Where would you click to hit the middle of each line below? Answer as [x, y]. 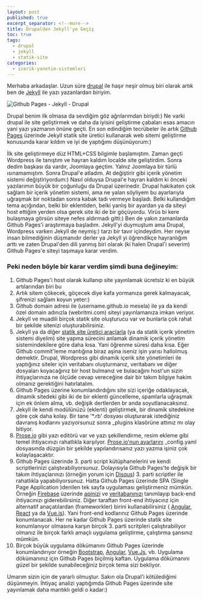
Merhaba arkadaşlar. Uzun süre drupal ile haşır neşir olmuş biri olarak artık [100, 86]
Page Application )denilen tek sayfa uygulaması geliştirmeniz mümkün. [104, 487]
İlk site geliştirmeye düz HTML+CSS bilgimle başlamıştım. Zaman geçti [95, 154]
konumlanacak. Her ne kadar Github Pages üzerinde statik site [94, 519]
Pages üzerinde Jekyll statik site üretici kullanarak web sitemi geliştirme [97, 135]
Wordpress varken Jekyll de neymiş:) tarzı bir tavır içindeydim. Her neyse [98, 232]
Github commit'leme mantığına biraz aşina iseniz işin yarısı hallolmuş [101, 351]
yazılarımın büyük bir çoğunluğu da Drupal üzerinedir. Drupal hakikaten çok [101, 186]
